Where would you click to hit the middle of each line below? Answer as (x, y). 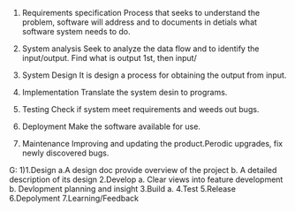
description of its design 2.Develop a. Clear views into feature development (146, 179)
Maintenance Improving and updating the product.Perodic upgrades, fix (152, 144)
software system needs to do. (76, 31)
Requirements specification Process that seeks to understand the (141, 13)
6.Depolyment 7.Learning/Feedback (74, 198)
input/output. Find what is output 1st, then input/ (109, 58)
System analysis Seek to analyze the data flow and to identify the (140, 49)
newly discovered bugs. (65, 153)
